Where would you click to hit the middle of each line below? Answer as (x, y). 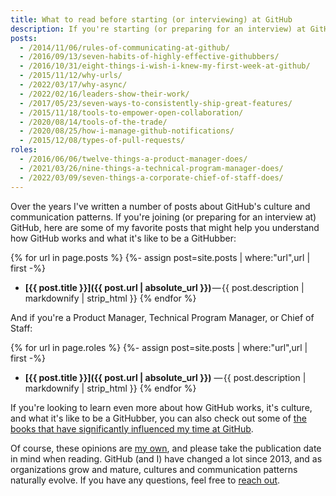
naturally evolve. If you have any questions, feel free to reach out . (145, 480)
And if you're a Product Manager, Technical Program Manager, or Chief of (162, 317)
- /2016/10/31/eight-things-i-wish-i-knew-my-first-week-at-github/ (165, 66)
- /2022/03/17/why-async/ (73, 85)
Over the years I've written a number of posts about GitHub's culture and (160, 206)
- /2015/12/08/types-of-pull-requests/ (102, 141)
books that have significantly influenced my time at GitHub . (132, 428)
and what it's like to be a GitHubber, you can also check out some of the (158, 418)
